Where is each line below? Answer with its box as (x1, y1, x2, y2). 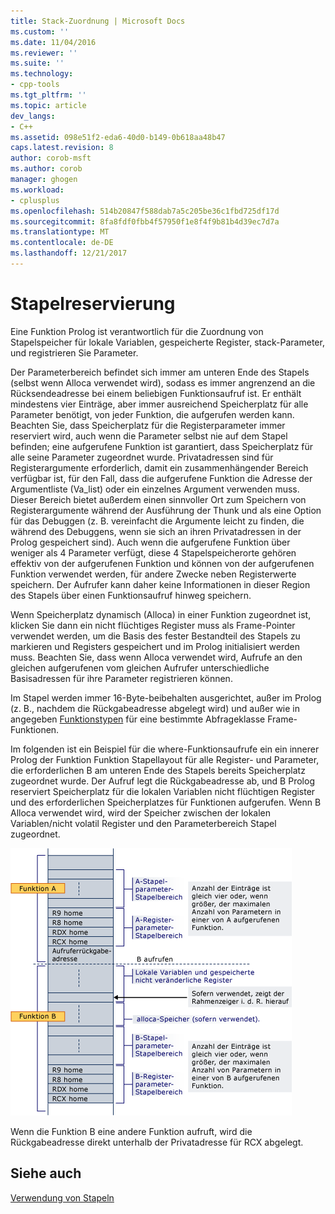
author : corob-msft (10, 153, 92, 164)
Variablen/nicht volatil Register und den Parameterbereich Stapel (10, 817, 277, 829)
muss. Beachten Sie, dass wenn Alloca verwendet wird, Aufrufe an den (10, 651, 303, 663)
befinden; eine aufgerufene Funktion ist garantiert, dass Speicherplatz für (10, 440, 314, 452)
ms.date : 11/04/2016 (10, 37, 97, 47)
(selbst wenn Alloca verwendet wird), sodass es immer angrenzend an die (10, 376, 316, 389)
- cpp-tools (10, 80, 60, 90)
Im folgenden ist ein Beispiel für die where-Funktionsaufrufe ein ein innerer (10, 743, 320, 755)
